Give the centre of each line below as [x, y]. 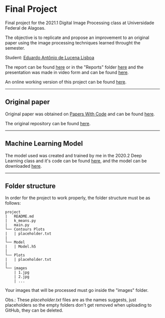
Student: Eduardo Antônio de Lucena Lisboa [50, 57]
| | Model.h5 [21, 247]
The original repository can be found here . [48, 123]
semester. [15, 48]
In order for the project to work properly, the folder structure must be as [78, 198]
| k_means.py [21, 221]
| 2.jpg [22, 277]
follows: [13, 203]
